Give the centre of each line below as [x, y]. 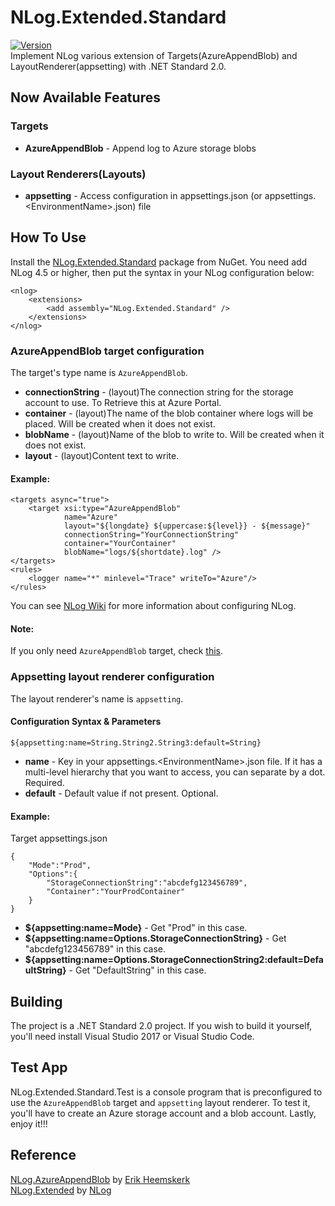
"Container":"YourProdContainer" [116, 892]
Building [36, 1001]
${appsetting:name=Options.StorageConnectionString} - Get [155, 938]
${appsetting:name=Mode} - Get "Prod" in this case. [136, 928]
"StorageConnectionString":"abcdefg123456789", [147, 883]
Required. [44, 782]
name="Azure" [90, 517]
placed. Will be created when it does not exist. [120, 424]
